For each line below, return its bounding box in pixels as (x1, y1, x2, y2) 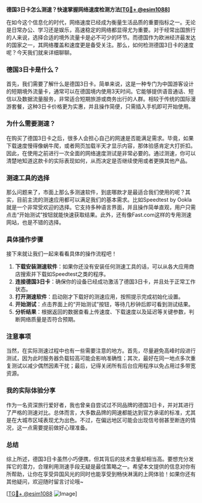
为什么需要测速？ (6, 120, 56, 128)
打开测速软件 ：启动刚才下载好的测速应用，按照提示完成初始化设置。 (14, 293, 184, 301)
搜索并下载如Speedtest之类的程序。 (20, 271, 109, 278)
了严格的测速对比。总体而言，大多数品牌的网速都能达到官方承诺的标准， (6, 409, 185, 416)
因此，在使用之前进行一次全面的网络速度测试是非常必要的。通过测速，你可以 (6, 149, 196, 156)
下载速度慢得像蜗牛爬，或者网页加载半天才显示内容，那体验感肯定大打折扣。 (6, 142, 196, 149)
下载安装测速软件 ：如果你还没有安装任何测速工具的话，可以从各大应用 (14, 263, 189, 271)
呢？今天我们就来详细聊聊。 (6, 49, 75, 56)
